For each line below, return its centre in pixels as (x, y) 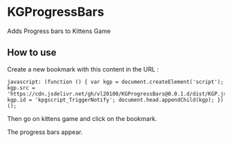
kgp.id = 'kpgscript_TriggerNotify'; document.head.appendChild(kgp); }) (116, 100)
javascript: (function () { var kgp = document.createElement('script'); (116, 82)
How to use (32, 53)
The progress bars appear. (45, 132)
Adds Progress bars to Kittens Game (59, 31)
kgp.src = (21, 88)
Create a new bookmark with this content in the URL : (83, 69)
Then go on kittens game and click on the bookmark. (82, 118)
